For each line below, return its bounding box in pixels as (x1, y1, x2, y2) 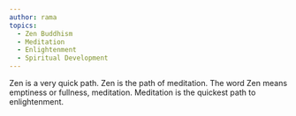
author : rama (9, 12, 57, 22)
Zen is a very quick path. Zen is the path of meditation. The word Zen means (9, 78, 288, 88)
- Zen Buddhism (17, 29, 73, 38)
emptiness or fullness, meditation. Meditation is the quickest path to (9, 87, 256, 98)
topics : (9, 21, 38, 30)
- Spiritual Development (17, 54, 109, 62)
